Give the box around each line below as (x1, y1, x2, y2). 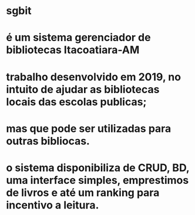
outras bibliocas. (6, 134, 90, 148)
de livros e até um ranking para (6, 186, 160, 199)
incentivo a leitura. (6, 198, 99, 211)
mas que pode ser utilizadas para (6, 122, 172, 135)
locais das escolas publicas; (6, 95, 147, 108)
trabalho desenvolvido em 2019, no (6, 70, 181, 83)
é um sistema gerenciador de (6, 31, 151, 45)
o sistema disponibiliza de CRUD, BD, (6, 161, 190, 174)
